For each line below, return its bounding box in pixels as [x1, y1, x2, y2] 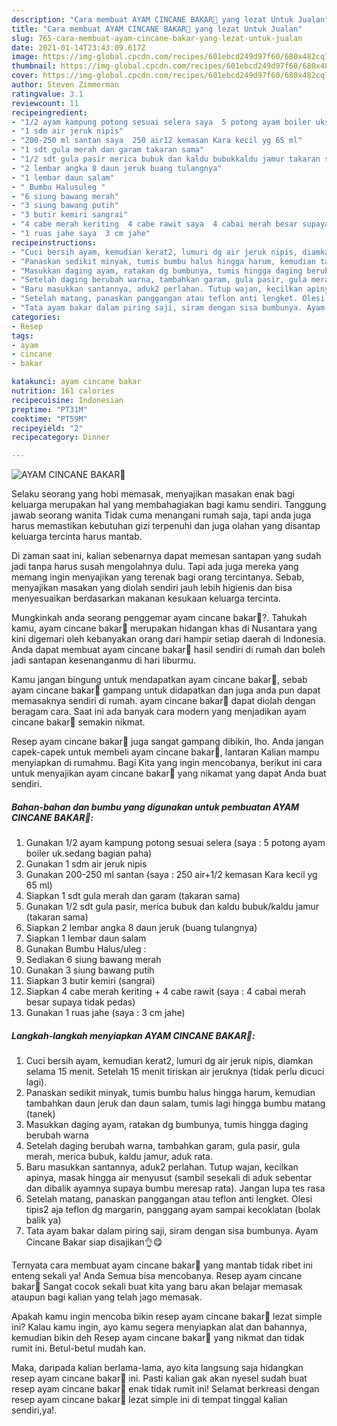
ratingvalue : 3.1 [11, 89, 84, 99]
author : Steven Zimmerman [11, 80, 119, 90]
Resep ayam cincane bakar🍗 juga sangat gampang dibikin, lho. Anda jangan [11, 736, 324, 748]
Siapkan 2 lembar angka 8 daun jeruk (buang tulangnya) [25, 922, 258, 934]
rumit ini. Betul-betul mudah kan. [11, 1342, 146, 1355]
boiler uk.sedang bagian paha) [25, 847, 153, 860]
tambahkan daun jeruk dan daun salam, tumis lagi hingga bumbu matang [25, 1097, 326, 1110]
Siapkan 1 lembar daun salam [25, 932, 147, 945]
